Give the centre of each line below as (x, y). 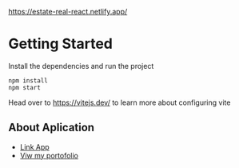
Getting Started (61, 44)
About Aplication (51, 128)
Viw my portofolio (49, 155)
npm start (25, 87)
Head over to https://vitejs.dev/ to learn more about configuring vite (119, 102)
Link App (34, 146)
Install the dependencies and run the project (81, 66)
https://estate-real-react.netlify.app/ (68, 12)
